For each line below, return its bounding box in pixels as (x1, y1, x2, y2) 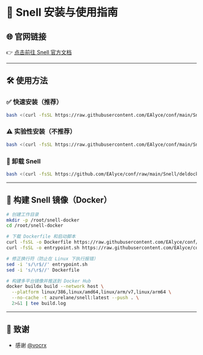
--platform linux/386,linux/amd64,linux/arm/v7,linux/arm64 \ (11, 289, 172, 295)
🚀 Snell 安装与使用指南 (6, 5, 118, 19)
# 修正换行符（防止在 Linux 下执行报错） (6, 255, 98, 262)
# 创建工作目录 (6, 211, 39, 218)
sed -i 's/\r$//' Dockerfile (6, 267, 80, 273)
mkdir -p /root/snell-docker (6, 217, 80, 223)
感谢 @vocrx (14, 341, 47, 348)
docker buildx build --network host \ (6, 284, 104, 290)
